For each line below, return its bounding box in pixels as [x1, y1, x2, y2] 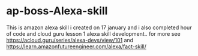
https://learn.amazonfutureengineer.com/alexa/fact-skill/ [6, 43, 147, 50]
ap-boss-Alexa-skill [6, 4, 108, 18]
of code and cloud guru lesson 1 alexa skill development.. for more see [6, 30, 181, 37]
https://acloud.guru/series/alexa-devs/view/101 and [6, 36, 134, 43]
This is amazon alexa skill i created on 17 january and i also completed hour [6, 24, 192, 31]
